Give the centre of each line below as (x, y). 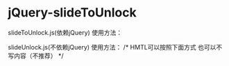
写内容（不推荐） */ (36, 56)
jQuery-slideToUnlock (73, 13)
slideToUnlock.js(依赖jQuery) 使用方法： (65, 32)
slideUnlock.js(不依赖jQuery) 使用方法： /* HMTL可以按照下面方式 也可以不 (115, 47)
